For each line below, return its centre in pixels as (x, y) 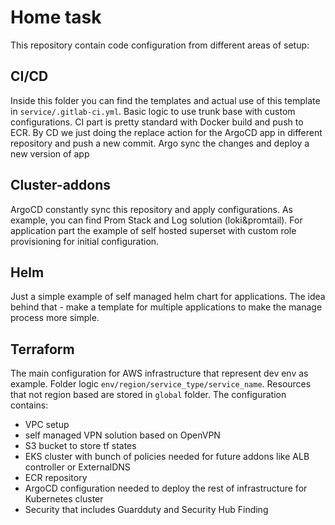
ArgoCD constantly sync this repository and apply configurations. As (151, 209)
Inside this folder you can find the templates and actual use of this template (165, 100)
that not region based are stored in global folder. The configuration (148, 395)
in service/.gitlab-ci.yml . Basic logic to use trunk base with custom (153, 111)
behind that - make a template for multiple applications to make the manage (166, 307)
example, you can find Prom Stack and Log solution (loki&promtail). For (156, 220)
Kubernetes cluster (64, 499)
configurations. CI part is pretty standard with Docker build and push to (157, 122)
